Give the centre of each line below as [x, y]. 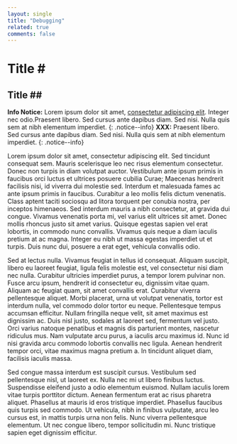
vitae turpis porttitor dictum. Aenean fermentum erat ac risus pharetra [109, 395]
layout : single [30, 14]
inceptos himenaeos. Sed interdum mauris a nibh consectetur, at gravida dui [119, 209]
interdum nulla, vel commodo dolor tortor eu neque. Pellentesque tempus [114, 305]
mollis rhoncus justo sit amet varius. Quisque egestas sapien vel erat [108, 224]
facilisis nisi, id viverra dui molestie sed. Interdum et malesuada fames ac [114, 186]
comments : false [31, 34]
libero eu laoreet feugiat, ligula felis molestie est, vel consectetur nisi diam [115, 268]
